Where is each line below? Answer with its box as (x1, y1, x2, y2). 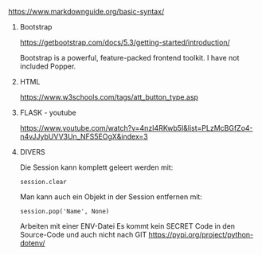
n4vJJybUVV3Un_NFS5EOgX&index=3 (19, 131, 149, 141)
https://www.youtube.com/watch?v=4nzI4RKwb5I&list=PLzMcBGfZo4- (19, 124, 253, 132)
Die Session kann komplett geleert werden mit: (19, 163, 174, 172)
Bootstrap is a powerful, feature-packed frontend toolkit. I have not (19, 53, 240, 62)
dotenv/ (19, 238, 45, 248)
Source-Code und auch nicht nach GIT (19, 230, 147, 239)
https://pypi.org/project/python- (148, 230, 254, 239)
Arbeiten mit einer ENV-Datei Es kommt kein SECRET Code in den (19, 222, 236, 230)
